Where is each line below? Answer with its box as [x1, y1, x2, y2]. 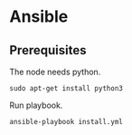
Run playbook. [9, 100, 63, 111]
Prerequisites [9, 43, 87, 58]
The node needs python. [9, 66, 101, 77]
